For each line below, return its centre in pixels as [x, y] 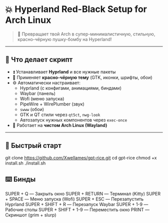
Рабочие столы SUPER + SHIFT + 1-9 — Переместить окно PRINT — [77, 210]
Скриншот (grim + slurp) [31, 215]
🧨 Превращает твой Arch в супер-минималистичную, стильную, [86, 34]
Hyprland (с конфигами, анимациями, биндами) [70, 88]
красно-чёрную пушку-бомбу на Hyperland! [64, 39]
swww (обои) [32, 109]
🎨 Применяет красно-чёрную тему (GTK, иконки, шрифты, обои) [82, 77]
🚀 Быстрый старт [33, 146]
